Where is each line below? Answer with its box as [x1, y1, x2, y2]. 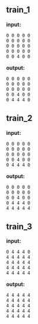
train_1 [6, 5, 30, 15]
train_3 [6, 222, 33, 232]
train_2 [6, 113, 33, 123]
